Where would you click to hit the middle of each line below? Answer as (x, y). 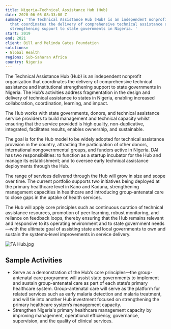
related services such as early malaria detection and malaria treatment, (87, 294)
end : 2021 (16, 39)
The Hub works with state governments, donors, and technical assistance (82, 113)
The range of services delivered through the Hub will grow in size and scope (85, 176)
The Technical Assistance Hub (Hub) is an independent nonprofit (73, 76)
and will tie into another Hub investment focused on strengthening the (86, 300)
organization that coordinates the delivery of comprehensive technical (79, 82)
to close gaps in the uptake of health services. (54, 198)
